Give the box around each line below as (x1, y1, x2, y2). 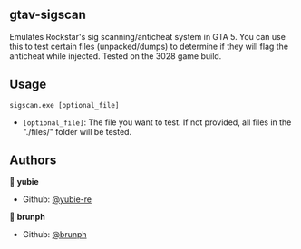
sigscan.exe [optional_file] (9, 101, 120, 110)
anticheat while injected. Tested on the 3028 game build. (9, 50, 222, 62)
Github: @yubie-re (22, 194, 92, 205)
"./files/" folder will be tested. (22, 126, 132, 137)
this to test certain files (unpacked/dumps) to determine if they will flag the (9, 41, 288, 52)
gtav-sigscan (9, 7, 86, 23)
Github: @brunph (22, 229, 88, 240)
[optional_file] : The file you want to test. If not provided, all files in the (22, 117, 292, 128)
